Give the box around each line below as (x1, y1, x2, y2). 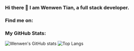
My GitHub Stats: (5, 30, 46, 36)
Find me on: (5, 17, 33, 23)
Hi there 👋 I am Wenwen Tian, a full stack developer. (5, 4, 130, 11)
